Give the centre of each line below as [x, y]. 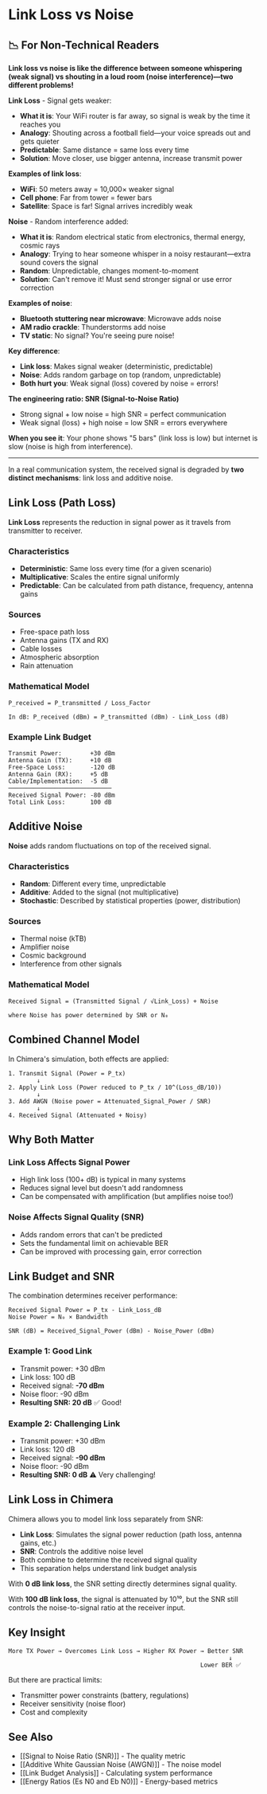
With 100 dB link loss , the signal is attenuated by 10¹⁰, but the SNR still [123, 1599]
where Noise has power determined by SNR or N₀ [89, 1015]
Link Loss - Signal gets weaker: [60, 100]
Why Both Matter [51, 1140]
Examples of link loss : [45, 174]
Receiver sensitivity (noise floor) [73, 1703]
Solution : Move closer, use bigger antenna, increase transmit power [131, 158]
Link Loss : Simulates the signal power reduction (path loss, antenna [131, 1534]
